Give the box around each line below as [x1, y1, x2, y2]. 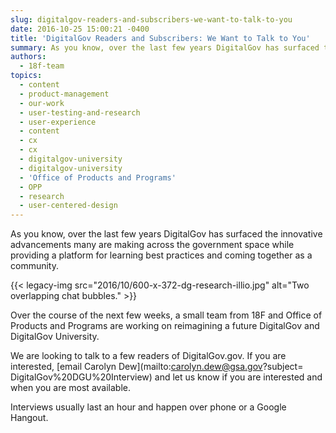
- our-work [19, 98, 65, 108]
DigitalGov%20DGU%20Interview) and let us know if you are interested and [10, 371, 323, 383]
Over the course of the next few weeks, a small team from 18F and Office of [10, 309, 323, 321]
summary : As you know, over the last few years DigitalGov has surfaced [10, 42, 320, 53]
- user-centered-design [19, 201, 118, 211]
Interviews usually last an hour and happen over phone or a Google [10, 401, 287, 413]
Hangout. [10, 412, 49, 424]
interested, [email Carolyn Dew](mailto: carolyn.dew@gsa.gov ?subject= [10, 361, 304, 373]
